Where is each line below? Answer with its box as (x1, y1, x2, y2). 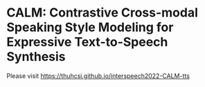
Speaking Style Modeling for (6, 19, 174, 35)
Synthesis (6, 49, 66, 65)
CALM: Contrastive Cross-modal (6, 5, 198, 21)
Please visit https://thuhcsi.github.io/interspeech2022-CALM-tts (6, 71, 190, 80)
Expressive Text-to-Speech (6, 35, 168, 50)
